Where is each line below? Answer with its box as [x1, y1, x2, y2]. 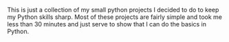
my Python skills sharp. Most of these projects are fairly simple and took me [7, 13, 222, 21]
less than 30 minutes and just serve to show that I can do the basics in [7, 20, 207, 28]
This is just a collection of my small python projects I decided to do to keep [7, 6, 219, 14]
